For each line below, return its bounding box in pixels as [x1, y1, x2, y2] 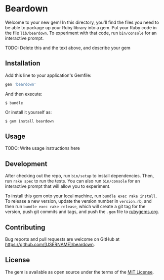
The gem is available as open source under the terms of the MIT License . [5, 269, 154, 275]
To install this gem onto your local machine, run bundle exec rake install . [5, 193, 157, 199]
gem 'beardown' [5, 82, 37, 87]
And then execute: [5, 91, 42, 97]
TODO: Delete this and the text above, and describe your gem [5, 45, 131, 51]
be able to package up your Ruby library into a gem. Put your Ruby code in [5, 24, 157, 30]
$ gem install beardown [5, 118, 54, 124]
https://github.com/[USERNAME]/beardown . [5, 241, 95, 248]
